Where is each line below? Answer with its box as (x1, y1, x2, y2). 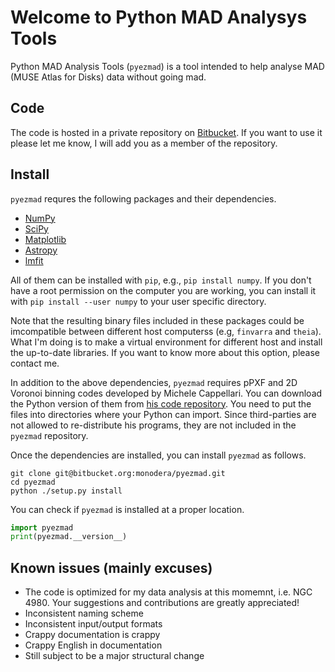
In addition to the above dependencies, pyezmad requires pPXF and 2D (10, 376, 298, 388)
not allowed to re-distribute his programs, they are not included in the (10, 419, 297, 431)
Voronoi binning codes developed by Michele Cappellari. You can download (10, 387, 323, 399)
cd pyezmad (10, 477, 56, 487)
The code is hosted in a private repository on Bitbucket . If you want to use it (10, 126, 323, 138)
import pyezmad (10, 522, 74, 533)
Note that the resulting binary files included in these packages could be (10, 314, 305, 326)
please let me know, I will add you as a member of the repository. (10, 137, 278, 149)
